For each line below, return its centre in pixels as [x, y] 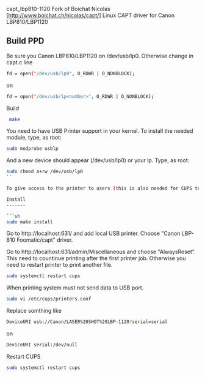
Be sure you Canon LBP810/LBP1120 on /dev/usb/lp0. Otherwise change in [100, 56]
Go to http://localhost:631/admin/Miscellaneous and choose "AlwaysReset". [101, 252]
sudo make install [30, 222]
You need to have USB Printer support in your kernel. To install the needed [100, 131]
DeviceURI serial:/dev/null [42, 345]
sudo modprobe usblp [33, 149]
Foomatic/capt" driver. [45, 240]
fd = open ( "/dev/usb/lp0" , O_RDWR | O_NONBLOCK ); [71, 73]
